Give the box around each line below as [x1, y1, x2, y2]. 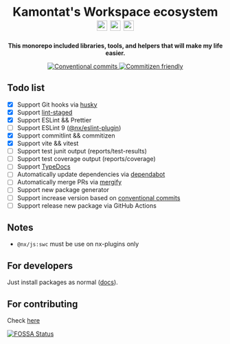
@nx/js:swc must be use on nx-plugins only [16, 240, 139, 248]
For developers [7, 259, 73, 272]
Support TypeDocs [16, 162, 71, 171]
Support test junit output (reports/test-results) [16, 147, 148, 155]
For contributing [7, 298, 78, 310]
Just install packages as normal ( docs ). [7, 278, 118, 286]
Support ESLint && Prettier [16, 116, 92, 124]
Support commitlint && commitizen [16, 131, 115, 140]
